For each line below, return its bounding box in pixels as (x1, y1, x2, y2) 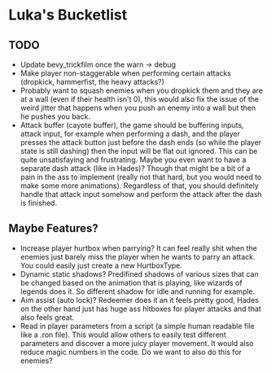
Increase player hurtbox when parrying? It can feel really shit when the (20, 243, 258, 253)
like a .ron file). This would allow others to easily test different (20, 330, 226, 339)
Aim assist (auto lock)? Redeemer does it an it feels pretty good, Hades (20, 295, 259, 304)
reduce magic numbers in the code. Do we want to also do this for (20, 347, 243, 357)
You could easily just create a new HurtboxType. (20, 260, 183, 270)
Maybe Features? (8, 221, 99, 235)
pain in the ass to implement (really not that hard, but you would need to (20, 173, 262, 182)
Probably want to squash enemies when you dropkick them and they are (20, 85, 263, 95)
